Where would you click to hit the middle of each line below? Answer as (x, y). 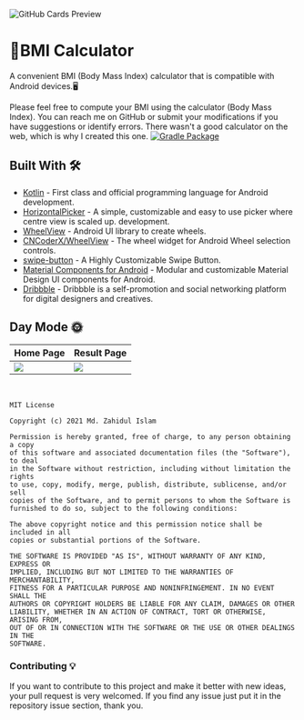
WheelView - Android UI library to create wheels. (114, 231)
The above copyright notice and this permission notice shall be (136, 524)
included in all (40, 532)
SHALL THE (28, 595)
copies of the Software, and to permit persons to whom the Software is (150, 500)
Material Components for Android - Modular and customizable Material (155, 269)
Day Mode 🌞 (46, 327)
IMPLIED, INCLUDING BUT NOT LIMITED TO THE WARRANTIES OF (122, 572)
